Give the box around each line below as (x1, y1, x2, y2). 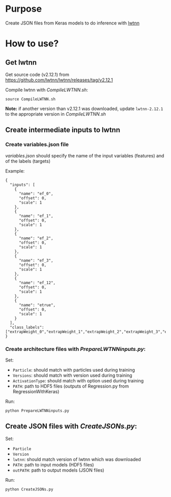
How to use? (5, 38, 59, 49)
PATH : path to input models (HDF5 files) (12, 461, 94, 467)
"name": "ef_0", (18, 191, 53, 196)
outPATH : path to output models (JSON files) (12, 467, 104, 473)
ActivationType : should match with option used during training (12, 377, 144, 383)
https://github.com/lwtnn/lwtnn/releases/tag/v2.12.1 (5, 77, 113, 83)
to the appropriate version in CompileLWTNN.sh (5, 111, 106, 117)
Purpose (5, 3, 42, 15)
